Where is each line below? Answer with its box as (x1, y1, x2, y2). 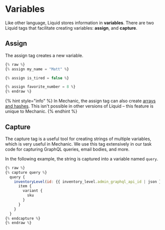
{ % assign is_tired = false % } (5, 76, 69, 80)
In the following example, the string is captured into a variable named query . (5, 155, 159, 161)
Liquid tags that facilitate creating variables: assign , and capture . (5, 25, 137, 31)
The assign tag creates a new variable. (5, 52, 83, 58)
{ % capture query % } (5, 170, 48, 175)
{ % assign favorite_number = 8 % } (5, 84, 76, 89)
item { (18, 184, 32, 189)
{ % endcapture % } (5, 216, 41, 221)
